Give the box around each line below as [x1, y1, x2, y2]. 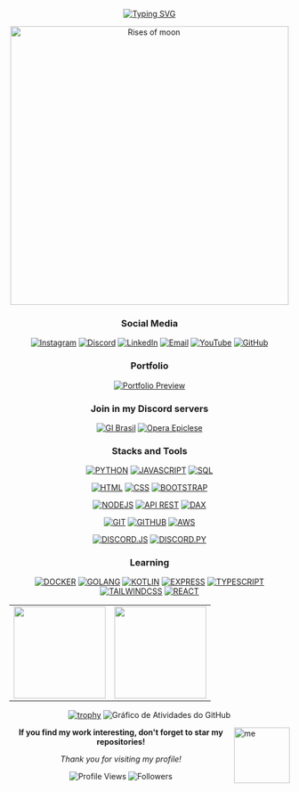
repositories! [96, 737, 145, 747]
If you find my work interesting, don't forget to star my [18, 727, 224, 738]
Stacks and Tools [111, 444, 188, 457]
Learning [129, 557, 170, 569]
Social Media [121, 317, 178, 329]
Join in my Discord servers [90, 402, 209, 415]
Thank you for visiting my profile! [60, 754, 182, 764]
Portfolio [130, 359, 169, 372]
